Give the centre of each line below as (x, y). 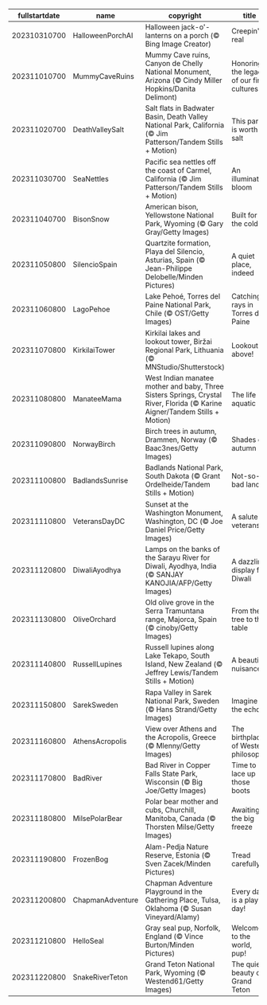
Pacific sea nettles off (181, 162)
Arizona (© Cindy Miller (184, 80)
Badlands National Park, (184, 467)
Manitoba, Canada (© (180, 819)
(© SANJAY (164, 574)
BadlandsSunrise (101, 480)
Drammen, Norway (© (181, 440)
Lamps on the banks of (182, 549)
